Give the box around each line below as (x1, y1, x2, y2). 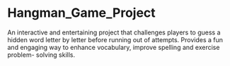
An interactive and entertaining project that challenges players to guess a (7, 28, 221, 37)
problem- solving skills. (7, 51, 76, 59)
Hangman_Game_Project (7, 5, 156, 21)
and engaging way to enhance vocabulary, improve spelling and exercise (7, 43, 220, 51)
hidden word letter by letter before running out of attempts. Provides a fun (7, 35, 223, 44)
